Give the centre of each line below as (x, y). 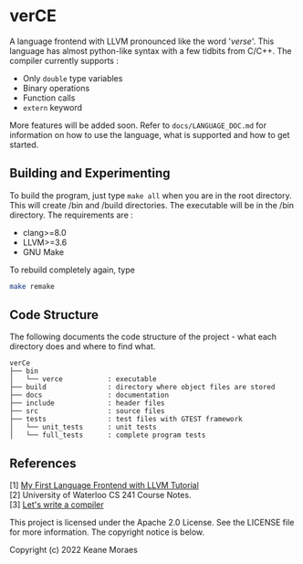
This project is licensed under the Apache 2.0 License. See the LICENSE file (152, 523)
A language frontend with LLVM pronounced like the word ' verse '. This (142, 41)
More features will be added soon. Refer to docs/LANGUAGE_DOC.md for (138, 125)
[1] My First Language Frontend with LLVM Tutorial (104, 485)
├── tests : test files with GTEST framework (126, 420)
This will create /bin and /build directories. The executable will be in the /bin (152, 205)
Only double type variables (73, 78)
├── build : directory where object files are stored (142, 388)
